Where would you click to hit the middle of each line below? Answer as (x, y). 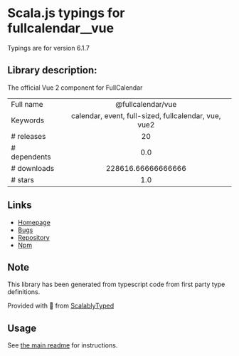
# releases (28, 136)
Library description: (52, 70)
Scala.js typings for (66, 13)
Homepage (34, 222)
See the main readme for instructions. (63, 345)
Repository (33, 237)
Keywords (28, 120)
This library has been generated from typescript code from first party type (116, 284)
